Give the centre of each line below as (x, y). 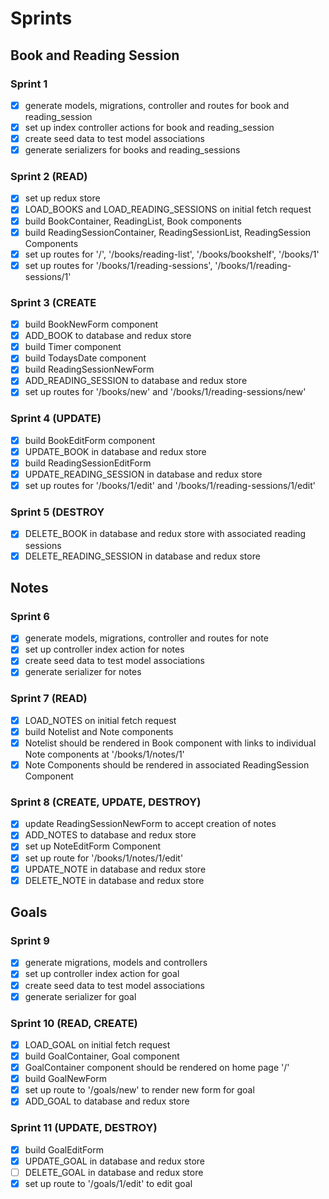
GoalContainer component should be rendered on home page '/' (157, 1068)
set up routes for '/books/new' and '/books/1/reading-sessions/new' (165, 392)
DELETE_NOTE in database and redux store (114, 880)
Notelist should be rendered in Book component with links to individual (170, 743)
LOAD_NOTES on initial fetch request (100, 720)
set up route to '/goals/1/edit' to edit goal (108, 1183)
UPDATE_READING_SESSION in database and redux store (143, 474)
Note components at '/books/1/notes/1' (104, 754)
